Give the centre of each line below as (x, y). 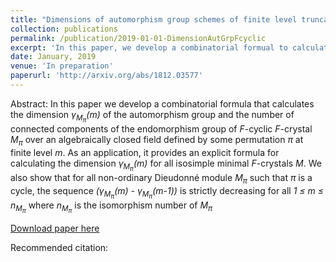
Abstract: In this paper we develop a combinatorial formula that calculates (162, 103)
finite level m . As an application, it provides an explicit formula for (145, 152)
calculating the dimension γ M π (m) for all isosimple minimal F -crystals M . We (166, 165)
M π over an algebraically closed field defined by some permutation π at (157, 141)
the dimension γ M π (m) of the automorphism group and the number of (152, 116)
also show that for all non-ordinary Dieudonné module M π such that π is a (161, 178)
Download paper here (55, 228)
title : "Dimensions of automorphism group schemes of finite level (154, 19)
